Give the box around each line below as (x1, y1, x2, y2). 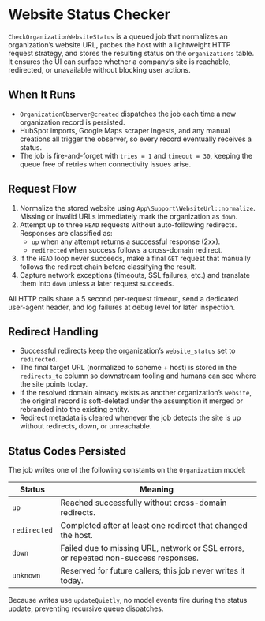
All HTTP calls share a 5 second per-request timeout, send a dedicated (8, 294, 239, 303)
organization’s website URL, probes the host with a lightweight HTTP (8, 39, 231, 49)
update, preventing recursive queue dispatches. (8, 604, 164, 613)
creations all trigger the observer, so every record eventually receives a (19, 134, 252, 144)
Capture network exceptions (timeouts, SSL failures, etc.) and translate (19, 270, 251, 279)
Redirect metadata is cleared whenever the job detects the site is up (19, 413, 241, 423)
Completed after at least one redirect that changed (60, 520, 248, 531)
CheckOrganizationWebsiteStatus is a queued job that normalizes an (8, 32, 228, 41)
